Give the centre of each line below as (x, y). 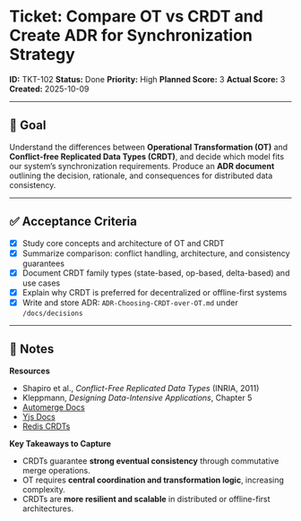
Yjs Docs (39, 416)
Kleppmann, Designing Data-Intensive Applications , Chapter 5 (137, 397)
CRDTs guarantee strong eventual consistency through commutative (150, 461)
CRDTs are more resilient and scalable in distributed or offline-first (146, 499)
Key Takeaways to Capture (60, 443)
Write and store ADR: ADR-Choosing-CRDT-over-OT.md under (130, 303)
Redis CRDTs (46, 426)
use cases (41, 283)
